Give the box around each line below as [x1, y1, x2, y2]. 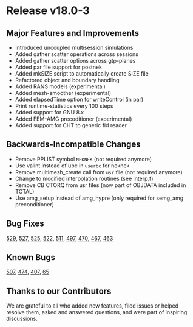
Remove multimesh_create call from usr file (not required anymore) [15, 168, 183, 175]
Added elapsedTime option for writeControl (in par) [15, 96, 144, 103]
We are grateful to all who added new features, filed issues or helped [6, 302, 179, 309]
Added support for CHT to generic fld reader [15, 122, 127, 128]
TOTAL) [15, 188, 35, 195]
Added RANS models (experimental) [15, 83, 106, 90]
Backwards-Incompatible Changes [6, 139, 141, 150]
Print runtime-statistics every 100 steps [15, 102, 113, 110]
